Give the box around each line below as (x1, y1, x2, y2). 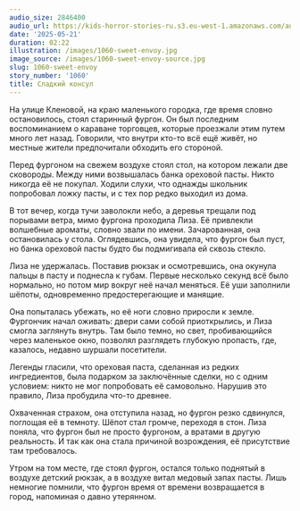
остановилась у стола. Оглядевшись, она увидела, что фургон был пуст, (9, 233, 286, 244)
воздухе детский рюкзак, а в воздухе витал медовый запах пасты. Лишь (9, 472, 287, 482)
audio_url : (9, 21, 50, 30)
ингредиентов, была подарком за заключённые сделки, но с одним (9, 371, 269, 381)
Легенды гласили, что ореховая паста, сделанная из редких (9, 361, 239, 372)
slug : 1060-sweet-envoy (9, 63, 98, 72)
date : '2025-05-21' (9, 29, 82, 38)
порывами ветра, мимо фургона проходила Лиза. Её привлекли (9, 214, 254, 225)
